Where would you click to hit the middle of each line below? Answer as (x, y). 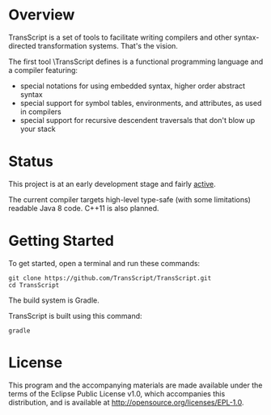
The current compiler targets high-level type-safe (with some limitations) (129, 199)
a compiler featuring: (43, 70)
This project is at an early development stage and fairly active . (112, 184)
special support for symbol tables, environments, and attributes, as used (141, 103)
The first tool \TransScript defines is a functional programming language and (136, 61)
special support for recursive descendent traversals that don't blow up (138, 120)
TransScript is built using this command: (76, 315)
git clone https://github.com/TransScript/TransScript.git (110, 278)
